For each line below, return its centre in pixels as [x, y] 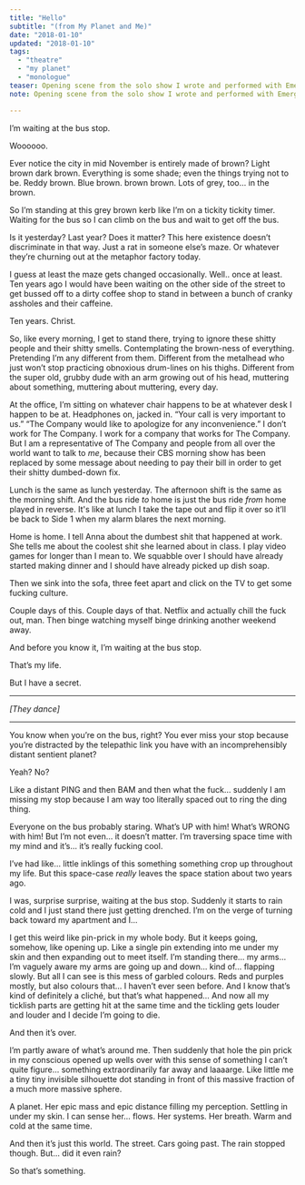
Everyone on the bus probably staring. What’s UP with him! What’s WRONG [150, 826]
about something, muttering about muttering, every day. [114, 387]
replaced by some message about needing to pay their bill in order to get [146, 462]
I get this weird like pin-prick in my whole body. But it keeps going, [134, 937]
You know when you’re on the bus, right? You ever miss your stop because [149, 734]
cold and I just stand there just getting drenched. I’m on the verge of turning [151, 910]
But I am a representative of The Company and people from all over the [143, 443]
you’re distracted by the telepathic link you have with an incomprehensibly [148, 744]
